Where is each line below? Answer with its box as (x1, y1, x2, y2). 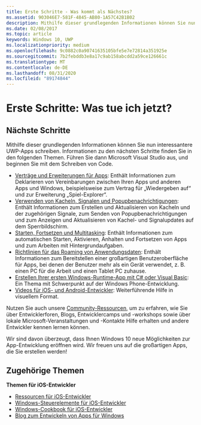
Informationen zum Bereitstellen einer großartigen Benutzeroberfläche (14, 255, 188, 262)
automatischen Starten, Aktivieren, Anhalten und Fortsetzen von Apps (14, 236, 187, 243)
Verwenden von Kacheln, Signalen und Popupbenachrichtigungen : (14, 197, 179, 204)
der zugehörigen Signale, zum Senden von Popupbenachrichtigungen (14, 210, 187, 218)
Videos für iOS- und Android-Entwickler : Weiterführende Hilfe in (14, 287, 173, 294)
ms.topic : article (6, 31, 52, 37)
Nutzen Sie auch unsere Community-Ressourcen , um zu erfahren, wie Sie (6, 305, 188, 312)
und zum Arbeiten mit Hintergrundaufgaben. (14, 242, 124, 249)
